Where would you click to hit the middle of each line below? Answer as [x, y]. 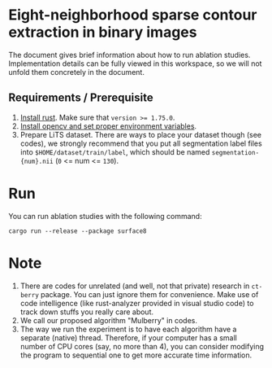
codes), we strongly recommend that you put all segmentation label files [141, 143]
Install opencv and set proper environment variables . [108, 126]
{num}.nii [37, 161]
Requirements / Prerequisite [81, 98]
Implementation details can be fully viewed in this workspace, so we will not [135, 64]
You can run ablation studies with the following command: [105, 216]
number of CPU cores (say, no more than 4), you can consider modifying [142, 346]
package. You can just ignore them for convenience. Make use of [149, 294]
